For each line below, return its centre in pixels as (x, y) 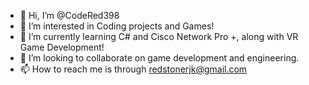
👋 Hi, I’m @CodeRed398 (69, 15)
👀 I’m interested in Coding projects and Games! (117, 26)
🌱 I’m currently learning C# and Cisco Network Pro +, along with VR (159, 36)
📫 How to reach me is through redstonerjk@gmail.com (133, 69)
